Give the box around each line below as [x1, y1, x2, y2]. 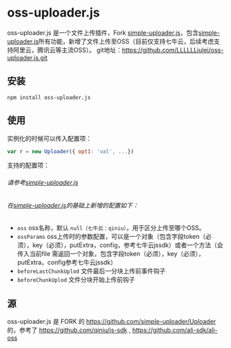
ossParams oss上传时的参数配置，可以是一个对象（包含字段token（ [17, 233, 205, 241]
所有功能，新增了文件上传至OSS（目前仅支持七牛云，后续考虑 [38, 37, 214, 46]
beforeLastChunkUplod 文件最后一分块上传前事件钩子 [17, 267, 165, 275]
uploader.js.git [7, 53, 48, 61]
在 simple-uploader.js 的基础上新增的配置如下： [7, 201, 139, 209]
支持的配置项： [7, 161, 50, 170]
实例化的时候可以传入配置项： [7, 134, 92, 142]
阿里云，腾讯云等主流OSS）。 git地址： [12, 46, 123, 54]
